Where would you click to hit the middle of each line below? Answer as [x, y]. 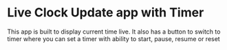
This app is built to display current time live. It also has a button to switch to [114, 32]
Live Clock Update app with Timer [106, 13]
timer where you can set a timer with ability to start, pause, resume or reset [113, 38]
